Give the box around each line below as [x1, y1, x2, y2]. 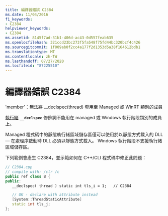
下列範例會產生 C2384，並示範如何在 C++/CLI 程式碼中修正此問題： [5, 155, 147, 161]
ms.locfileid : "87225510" [5, 63, 59, 68]
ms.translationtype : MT [5, 49, 55, 54]
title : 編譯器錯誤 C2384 [5, 7, 54, 13]
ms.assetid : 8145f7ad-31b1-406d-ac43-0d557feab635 [5, 36, 114, 41]
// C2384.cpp [5, 165, 33, 170]
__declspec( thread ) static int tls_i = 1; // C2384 [12, 183, 132, 188]
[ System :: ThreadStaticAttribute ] [12, 197, 82, 202]
